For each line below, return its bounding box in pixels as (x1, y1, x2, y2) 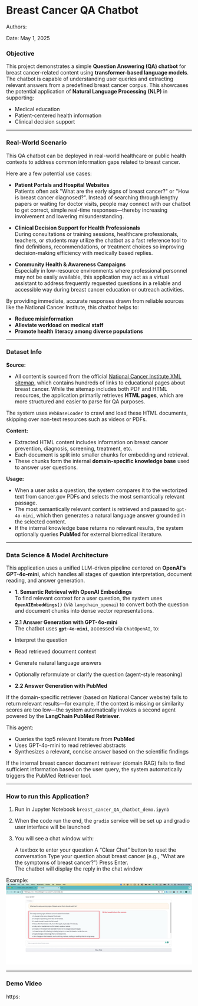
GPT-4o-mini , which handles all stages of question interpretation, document (6, 571, 192, 578)
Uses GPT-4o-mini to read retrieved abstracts (14, 742, 126, 749)
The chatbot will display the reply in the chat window (14, 865, 143, 872)
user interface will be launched (14, 823, 90, 831)
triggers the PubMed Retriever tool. (6, 772, 92, 779)
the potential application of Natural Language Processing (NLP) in (6, 88, 168, 95)
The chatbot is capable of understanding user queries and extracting (6, 75, 174, 83)
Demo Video (6, 979, 42, 988)
